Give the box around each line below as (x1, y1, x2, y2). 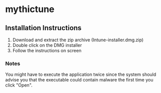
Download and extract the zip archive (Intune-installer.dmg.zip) (12, 37, 144, 43)
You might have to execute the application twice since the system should (5, 71, 156, 77)
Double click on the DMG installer (12, 42, 82, 48)
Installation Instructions (5, 24, 82, 32)
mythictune (5, 4, 55, 15)
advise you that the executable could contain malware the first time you (5, 77, 153, 83)
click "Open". (5, 82, 33, 88)
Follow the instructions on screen (12, 48, 82, 53)
